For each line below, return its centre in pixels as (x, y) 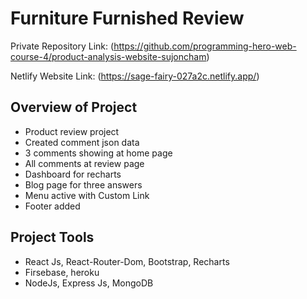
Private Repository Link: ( (62, 46)
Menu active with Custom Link (87, 195)
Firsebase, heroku (62, 272)
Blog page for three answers (83, 184)
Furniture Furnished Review (127, 18)
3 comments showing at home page (98, 153)
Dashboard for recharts (73, 174)
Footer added (52, 206)
